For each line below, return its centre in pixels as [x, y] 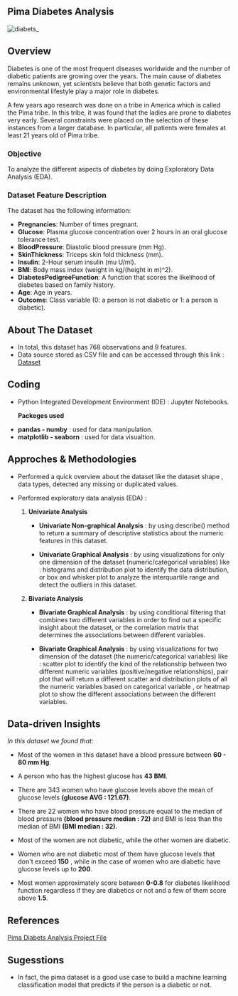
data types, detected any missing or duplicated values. [98, 484]
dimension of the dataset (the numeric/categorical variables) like [134, 656]
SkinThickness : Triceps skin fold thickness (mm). [90, 255]
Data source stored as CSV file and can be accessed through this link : [121, 355]
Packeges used [41, 415]
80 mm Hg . [34, 762]
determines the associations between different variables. [122, 635]
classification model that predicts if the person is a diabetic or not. [114, 985]
